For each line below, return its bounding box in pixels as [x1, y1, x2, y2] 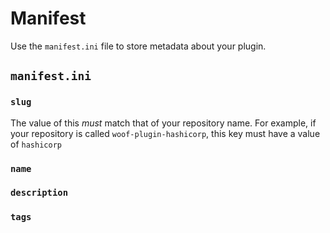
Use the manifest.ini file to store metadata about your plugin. [10, 40, 267, 52]
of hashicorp [10, 138, 62, 150]
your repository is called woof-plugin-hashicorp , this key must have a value [10, 127, 321, 139]
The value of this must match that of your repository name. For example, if [10, 117, 317, 129]
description [10, 187, 69, 199]
